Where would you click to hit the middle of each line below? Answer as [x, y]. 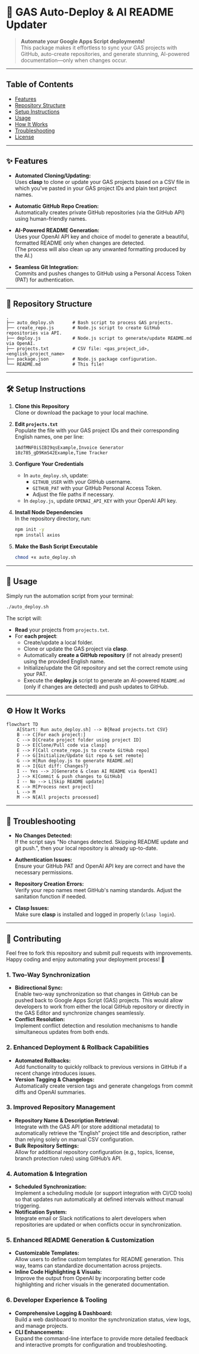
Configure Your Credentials [49, 464]
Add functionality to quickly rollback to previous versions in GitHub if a [101, 1067]
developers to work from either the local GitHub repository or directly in [102, 1007]
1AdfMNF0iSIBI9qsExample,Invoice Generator [69, 448]
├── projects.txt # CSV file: [54, 349]
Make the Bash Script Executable [56, 546]
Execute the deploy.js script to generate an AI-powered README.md [104, 680]
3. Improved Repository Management [61, 1108]
